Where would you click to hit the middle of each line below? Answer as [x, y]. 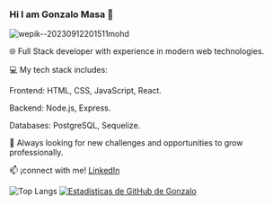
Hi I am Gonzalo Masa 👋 [62, 14]
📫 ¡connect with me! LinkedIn [65, 171]
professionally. [36, 153]
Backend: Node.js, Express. [60, 108]
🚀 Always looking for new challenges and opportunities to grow [126, 143]
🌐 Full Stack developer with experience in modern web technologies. [137, 51]
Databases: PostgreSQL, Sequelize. [75, 126]
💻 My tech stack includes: [58, 70]
